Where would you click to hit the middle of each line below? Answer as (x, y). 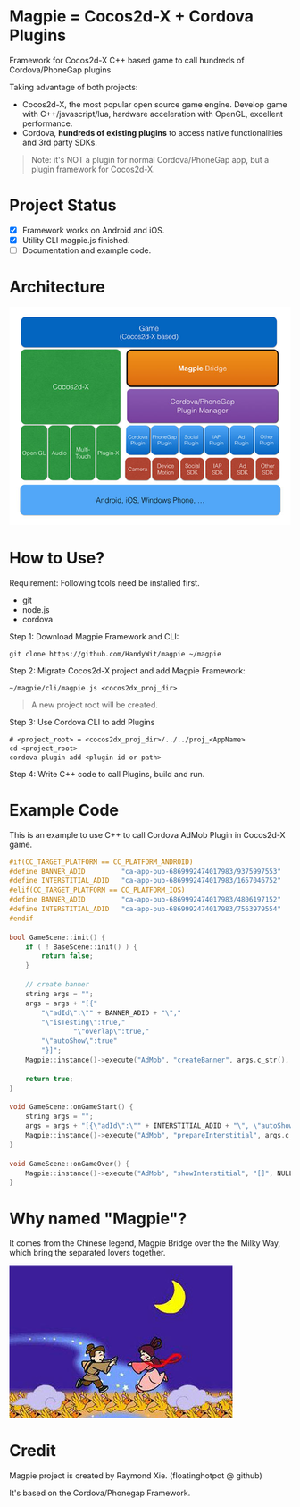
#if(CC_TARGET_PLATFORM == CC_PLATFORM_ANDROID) (101, 862)
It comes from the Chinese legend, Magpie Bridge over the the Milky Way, (145, 1243)
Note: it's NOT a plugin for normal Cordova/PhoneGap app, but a (150, 159)
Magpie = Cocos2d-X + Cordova (132, 17)
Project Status (63, 205)
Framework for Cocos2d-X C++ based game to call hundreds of (127, 60)
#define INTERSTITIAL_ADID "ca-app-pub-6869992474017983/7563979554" (145, 910)
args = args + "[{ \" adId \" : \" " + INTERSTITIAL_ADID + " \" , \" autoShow (159, 1126)
